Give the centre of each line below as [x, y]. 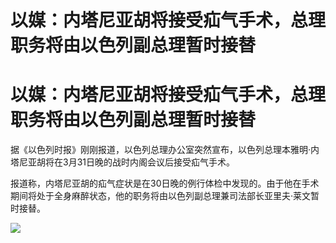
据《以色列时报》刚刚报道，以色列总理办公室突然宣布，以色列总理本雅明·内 [165, 150]
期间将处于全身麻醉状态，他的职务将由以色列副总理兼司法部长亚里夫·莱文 [161, 196]
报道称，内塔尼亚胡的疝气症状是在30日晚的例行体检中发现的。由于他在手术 [165, 183]
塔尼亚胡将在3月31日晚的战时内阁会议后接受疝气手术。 [122, 162]
